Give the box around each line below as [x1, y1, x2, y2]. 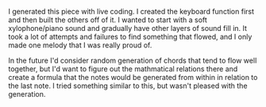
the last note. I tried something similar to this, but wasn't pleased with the [8, 81, 248, 90]
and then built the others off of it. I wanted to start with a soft [8, 15, 208, 25]
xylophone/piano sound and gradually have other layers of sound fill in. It [8, 24, 248, 32]
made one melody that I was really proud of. [8, 40, 152, 50]
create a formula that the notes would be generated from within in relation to [8, 73, 258, 82]
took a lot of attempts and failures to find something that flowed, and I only [8, 32, 253, 41]
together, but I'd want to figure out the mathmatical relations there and [8, 64, 238, 74]
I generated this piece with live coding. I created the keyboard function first [8, 7, 255, 16]
